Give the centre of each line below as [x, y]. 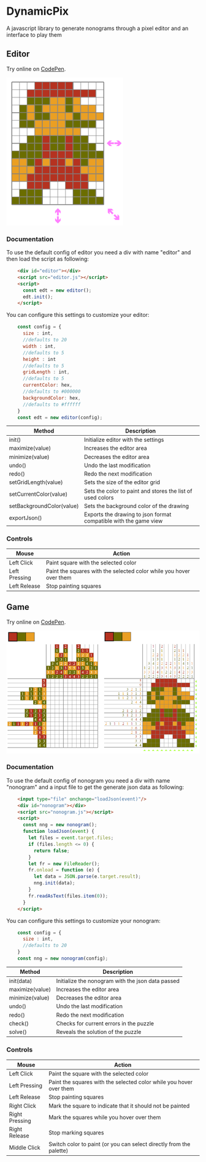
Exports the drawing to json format [128, 515]
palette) [59, 1151]
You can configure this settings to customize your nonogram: [83, 921]
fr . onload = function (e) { [64, 870]
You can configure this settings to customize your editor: [78, 315]
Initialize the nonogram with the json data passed [118, 981]
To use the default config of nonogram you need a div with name [88, 780]
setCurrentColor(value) [38, 494]
